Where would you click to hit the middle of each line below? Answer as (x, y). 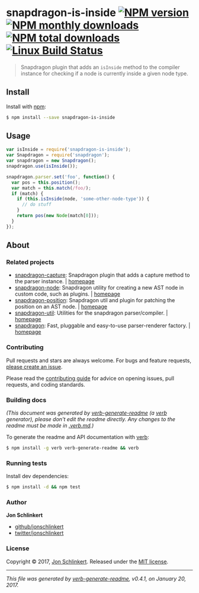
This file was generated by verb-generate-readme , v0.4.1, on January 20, (96, 578)
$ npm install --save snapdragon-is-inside (61, 117)
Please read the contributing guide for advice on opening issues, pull (90, 378)
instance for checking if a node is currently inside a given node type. (104, 73)
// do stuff (36, 205)
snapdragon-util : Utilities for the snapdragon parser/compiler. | (91, 313)
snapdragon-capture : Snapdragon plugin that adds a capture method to (102, 275)
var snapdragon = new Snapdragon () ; (51, 161)
